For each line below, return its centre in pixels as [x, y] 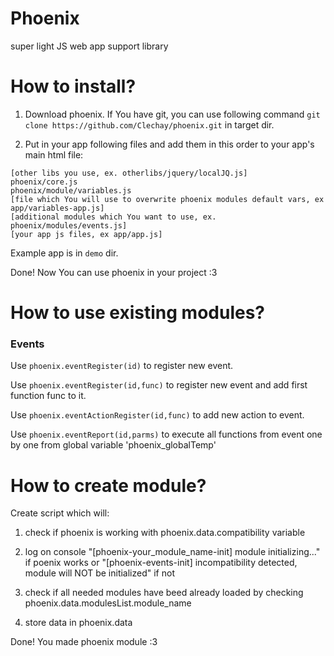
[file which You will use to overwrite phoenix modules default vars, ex [167, 199]
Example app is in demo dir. [64, 253]
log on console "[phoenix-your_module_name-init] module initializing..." [172, 552]
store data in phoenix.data [78, 623]
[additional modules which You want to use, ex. [113, 217]
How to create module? [108, 485]
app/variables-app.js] [57, 208]
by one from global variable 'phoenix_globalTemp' [113, 445]
